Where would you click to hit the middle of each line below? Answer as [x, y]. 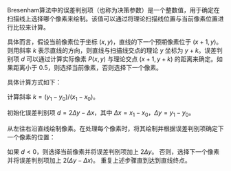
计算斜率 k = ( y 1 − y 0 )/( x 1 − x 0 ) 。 [53, 98]
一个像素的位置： [31, 137]
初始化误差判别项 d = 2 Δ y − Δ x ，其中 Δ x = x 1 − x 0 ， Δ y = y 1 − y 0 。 [101, 113]
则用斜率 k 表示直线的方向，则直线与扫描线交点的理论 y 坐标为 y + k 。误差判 [115, 50]
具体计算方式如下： [34, 82]
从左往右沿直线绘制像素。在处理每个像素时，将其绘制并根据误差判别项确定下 [115, 128]
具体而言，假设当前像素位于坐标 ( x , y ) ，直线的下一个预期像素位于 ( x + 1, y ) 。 [115, 42]
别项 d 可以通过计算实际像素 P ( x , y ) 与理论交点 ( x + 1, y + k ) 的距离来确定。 [112, 59]
